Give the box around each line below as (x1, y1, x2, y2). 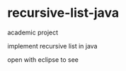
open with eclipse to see (7, 55, 79, 64)
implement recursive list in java (7, 41, 98, 50)
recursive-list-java (7, 5, 119, 21)
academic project (7, 28, 59, 37)
